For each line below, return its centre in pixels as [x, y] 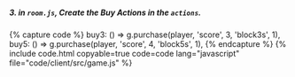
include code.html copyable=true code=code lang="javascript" [124, 53]
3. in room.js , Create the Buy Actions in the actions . [105, 12]
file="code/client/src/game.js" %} [71, 63]
